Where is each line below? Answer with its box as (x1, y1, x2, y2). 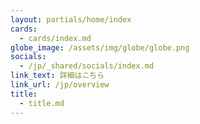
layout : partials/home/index (10, 14, 132, 25)
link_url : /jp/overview (10, 80, 110, 90)
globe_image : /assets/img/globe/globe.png (10, 42, 190, 53)
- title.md (19, 98, 65, 108)
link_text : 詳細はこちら (10, 71, 105, 81)
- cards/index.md (19, 33, 92, 43)
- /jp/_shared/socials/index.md (19, 61, 155, 71)
